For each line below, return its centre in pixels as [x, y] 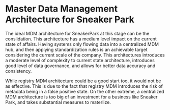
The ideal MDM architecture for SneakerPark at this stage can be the [77, 33]
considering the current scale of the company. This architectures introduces [85, 55]
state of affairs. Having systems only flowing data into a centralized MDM [82, 44]
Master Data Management [62, 9]
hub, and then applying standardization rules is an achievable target [76, 49]
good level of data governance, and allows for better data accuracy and [80, 66]
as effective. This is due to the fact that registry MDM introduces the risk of [84, 86]
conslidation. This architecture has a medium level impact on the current [81, 39]
